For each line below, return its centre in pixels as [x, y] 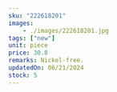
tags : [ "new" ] [32, 38]
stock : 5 [23, 75]
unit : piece [28, 46]
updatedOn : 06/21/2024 [46, 68]
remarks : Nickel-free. [46, 61]
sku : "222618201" [37, 16]
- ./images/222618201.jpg [66, 30]
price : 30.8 [28, 53]
